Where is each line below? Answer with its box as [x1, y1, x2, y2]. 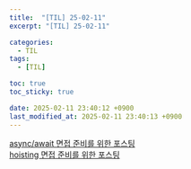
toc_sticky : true [9, 87, 74, 96]
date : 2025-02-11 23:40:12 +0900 [9, 103, 135, 112]
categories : [9, 38, 54, 47]
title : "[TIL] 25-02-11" [9, 13, 106, 22]
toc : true [9, 79, 47, 88]
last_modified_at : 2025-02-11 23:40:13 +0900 [9, 111, 182, 121]
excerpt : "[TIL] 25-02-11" [9, 22, 110, 31]
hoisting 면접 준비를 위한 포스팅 [9, 149, 120, 160]
